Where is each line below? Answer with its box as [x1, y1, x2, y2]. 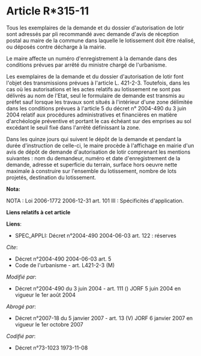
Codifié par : [6, 332, 36, 340]
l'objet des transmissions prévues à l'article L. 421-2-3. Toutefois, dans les [6, 79, 190, 86]
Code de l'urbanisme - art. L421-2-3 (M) [14, 261, 115, 268]
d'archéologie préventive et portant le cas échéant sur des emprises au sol [6, 117, 192, 124]
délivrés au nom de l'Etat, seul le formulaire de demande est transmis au [6, 92, 185, 99]
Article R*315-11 [6, 4, 89, 18]
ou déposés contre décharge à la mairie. [6, 43, 106, 50]
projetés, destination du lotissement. [6, 173, 97, 181]
